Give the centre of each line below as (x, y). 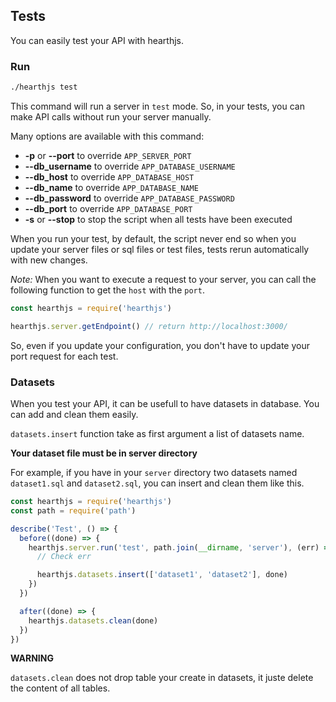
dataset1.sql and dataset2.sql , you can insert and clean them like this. (157, 483)
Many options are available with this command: (107, 136)
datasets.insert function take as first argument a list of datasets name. (157, 434)
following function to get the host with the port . (107, 290)
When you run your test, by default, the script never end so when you (153, 238)
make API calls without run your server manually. (111, 116)
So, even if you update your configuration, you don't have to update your (160, 345)
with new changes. (49, 260)
